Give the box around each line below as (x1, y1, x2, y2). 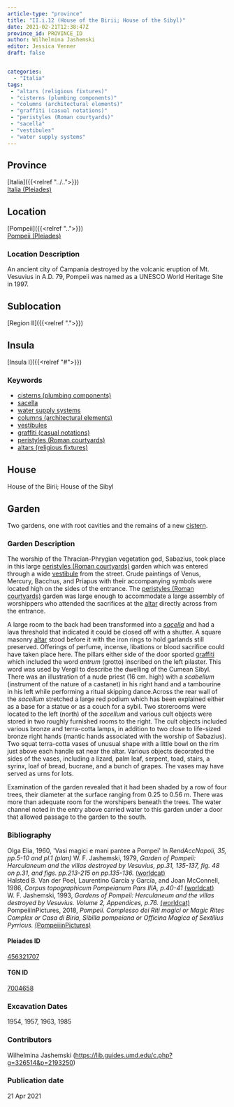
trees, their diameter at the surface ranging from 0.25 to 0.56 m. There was (7, 790, 224, 799)
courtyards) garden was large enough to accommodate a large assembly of (7, 592, 225, 600)
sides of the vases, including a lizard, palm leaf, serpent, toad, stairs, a (7, 754, 210, 763)
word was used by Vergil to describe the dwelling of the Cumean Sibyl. (7, 665, 211, 674)
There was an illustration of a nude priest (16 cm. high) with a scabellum (7, 672, 215, 681)
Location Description (7, 250, 80, 259)
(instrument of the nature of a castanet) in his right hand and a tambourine (7, 680, 221, 688)
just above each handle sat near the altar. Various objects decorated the (7, 747, 214, 756)
